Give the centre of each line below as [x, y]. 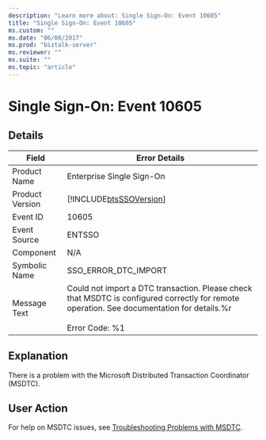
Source [26, 239]
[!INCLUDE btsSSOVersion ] [116, 199]
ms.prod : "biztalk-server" [53, 45]
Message [29, 303]
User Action [38, 408]
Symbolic [30, 265]
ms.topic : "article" [42, 67]
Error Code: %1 [96, 327]
